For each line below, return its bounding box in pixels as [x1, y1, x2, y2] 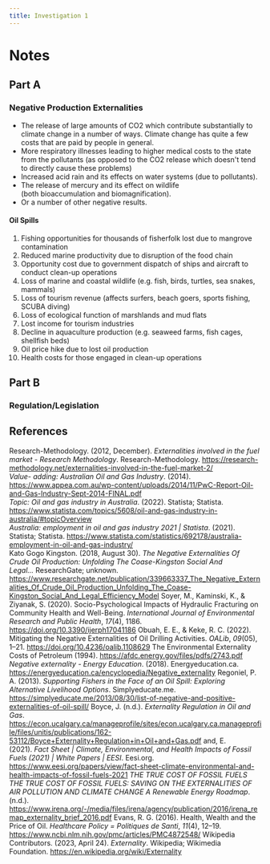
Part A [9, 78, 41, 92]
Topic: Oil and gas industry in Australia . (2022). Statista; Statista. [9, 497, 224, 506]
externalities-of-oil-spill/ [9, 701, 90, 711]
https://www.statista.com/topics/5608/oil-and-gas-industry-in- [9, 505, 219, 515]
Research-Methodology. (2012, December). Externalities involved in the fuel [9, 446, 260, 456]
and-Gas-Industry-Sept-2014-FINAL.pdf [9, 489, 143, 498]
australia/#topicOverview [9, 514, 93, 524]
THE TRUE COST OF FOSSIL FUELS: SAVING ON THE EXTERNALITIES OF [9, 778, 252, 788]
